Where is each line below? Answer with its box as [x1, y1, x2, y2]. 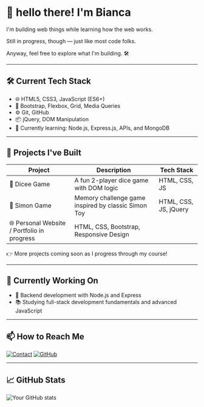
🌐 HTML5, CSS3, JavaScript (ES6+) [15, 95, 105, 102]
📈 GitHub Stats [6, 375, 66, 385]
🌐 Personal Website [9, 219, 66, 227]
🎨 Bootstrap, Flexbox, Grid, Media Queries [15, 102, 121, 109]
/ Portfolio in [9, 226, 44, 235]
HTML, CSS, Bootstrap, [74, 222, 141, 231]
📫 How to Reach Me [6, 331, 84, 342]
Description [96, 166, 131, 174]
